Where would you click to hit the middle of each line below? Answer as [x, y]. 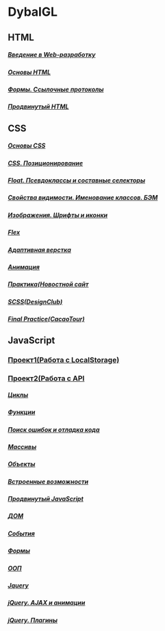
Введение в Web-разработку [52, 55]
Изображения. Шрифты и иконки [58, 215]
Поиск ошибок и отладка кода [54, 429]
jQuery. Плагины [33, 620]
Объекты [22, 464]
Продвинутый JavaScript [46, 499]
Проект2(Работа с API [46, 378]
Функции [22, 412]
